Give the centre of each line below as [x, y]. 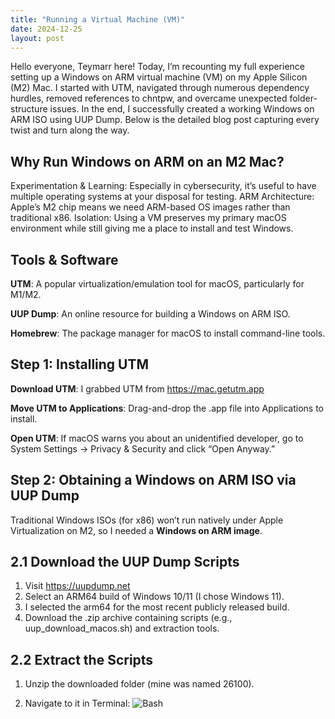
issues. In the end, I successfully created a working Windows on [182, 109]
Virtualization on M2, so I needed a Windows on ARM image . [136, 530]
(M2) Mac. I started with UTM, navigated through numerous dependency [160, 88]
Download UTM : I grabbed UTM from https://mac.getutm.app [137, 388]
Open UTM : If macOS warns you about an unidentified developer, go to [157, 438]
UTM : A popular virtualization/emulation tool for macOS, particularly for [157, 284]
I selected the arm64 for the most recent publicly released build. [157, 607]
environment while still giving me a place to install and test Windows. [152, 228]
